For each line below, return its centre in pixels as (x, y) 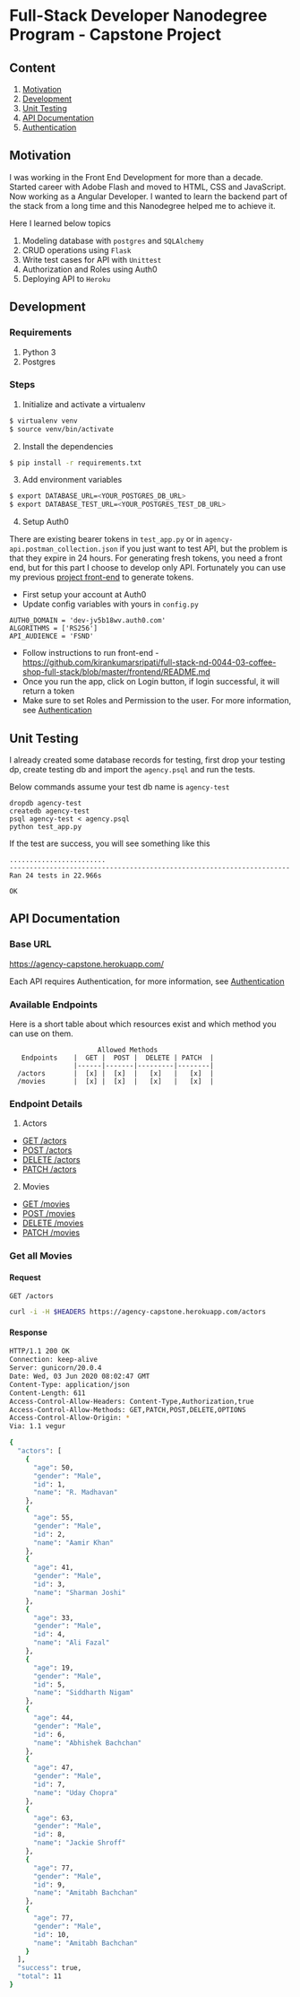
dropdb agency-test (46, 803)
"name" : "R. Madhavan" (75, 1493)
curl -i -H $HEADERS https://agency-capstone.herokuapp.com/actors (138, 1312)
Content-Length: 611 (48, 1393)
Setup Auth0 (45, 522)
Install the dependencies (68, 446)
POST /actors (47, 1150)
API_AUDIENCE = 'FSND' (51, 637)
